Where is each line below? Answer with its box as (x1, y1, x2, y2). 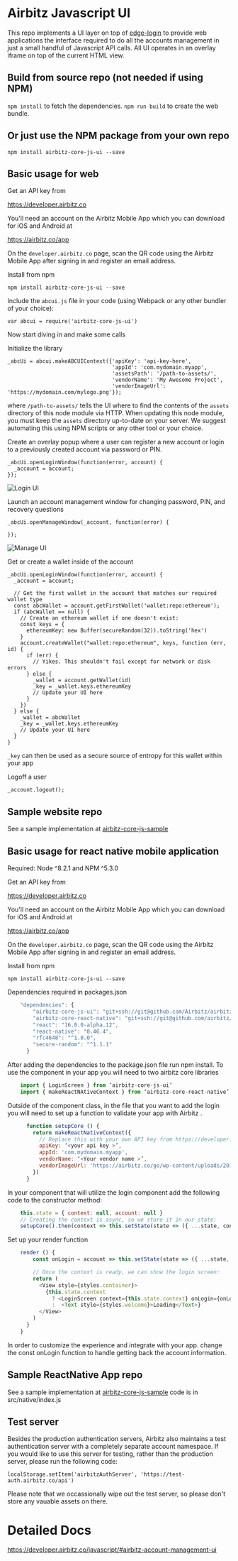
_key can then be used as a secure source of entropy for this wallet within (7, 751, 222, 760)
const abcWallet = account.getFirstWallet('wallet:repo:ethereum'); (13, 602, 220, 610)
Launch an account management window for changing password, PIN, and (7, 498, 225, 506)
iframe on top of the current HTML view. (7, 51, 125, 60)
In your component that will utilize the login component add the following (7, 1188, 220, 1197)
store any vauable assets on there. (7, 1497, 108, 1506)
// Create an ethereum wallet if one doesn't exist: (20, 615, 179, 622)
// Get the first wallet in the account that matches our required (13, 590, 217, 597)
